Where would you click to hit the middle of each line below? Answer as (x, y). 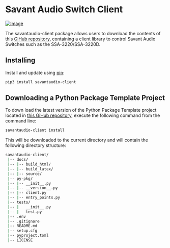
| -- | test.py (25, 212)
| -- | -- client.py (27, 193)
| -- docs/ (18, 160)
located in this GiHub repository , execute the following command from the (83, 115)
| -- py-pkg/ (20, 179)
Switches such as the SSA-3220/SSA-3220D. (53, 44)
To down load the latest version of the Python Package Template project (81, 110)
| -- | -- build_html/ (29, 164)
